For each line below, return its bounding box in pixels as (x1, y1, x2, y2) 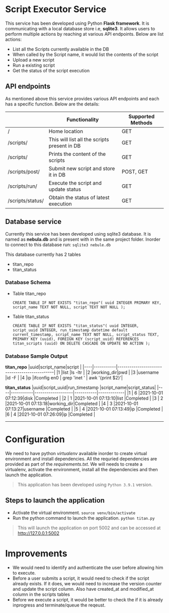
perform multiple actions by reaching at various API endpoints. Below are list (5, 31, 164, 37)
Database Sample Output (5, 352, 68, 359)
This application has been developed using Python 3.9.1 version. (17, 482, 153, 488)
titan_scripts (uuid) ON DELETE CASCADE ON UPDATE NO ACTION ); (12, 341, 150, 346)
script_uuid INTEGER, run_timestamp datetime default (12, 327, 128, 332)
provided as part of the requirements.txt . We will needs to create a (5, 461, 143, 467)
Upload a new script (12, 57, 54, 63)
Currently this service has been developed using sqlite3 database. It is (5, 231, 151, 237)
